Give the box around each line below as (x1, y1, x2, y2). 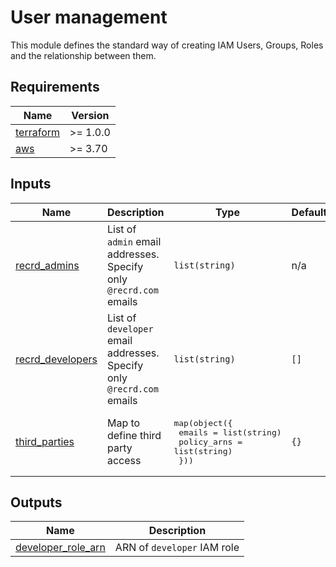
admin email (106, 234, 162, 248)
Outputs (10, 494, 63, 511)
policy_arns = (178, 436, 243, 447)
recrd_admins (15, 258, 80, 272)
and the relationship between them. (10, 49, 157, 61)
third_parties (15, 435, 75, 449)
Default (291, 205, 328, 219)
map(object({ (173, 417, 233, 428)
